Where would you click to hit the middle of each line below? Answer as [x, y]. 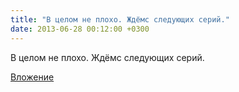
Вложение [32, 77]
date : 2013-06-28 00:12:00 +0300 [80, 29]
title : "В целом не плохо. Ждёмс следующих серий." [120, 19]
